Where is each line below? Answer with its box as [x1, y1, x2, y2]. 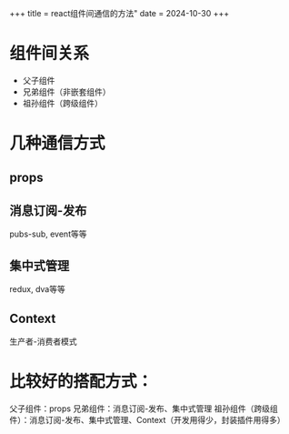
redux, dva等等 [9, 284, 65, 295]
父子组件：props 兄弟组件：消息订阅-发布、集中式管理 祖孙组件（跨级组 [9, 403, 279, 414]
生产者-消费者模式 [9, 336, 77, 347]
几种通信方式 [9, 133, 106, 154]
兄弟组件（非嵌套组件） [22, 86, 111, 97]
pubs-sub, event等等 [9, 228, 87, 239]
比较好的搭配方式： [9, 371, 154, 392]
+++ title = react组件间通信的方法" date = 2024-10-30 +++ [9, 8, 230, 18]
